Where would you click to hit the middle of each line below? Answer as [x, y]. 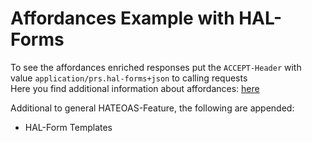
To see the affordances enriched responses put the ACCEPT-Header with [156, 67]
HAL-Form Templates [68, 127]
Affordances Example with [122, 18]
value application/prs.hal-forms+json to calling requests [129, 78]
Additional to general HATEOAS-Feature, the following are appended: [152, 108]
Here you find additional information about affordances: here [135, 88]
